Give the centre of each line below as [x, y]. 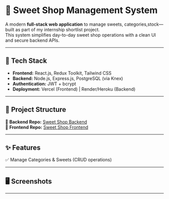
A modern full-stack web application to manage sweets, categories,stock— [84, 24]
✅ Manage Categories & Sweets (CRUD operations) [59, 160]
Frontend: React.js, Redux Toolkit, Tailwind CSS [62, 73]
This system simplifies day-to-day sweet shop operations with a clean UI [80, 35]
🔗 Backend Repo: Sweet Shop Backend [46, 122]
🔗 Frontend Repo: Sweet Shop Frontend [47, 127]
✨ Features [23, 147]
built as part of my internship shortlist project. [53, 29]
